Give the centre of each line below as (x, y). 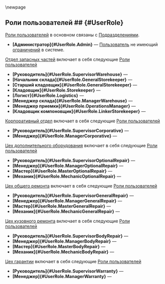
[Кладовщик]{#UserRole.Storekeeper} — (56, 90)
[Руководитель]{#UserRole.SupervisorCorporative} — (71, 130)
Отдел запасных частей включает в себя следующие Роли (68, 59)
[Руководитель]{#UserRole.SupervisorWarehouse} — (70, 74)
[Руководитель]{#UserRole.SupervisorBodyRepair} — (70, 236)
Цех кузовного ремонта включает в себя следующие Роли (68, 221)
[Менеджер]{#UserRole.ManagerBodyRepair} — (64, 241)
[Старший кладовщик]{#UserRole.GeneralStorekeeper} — (75, 85)
